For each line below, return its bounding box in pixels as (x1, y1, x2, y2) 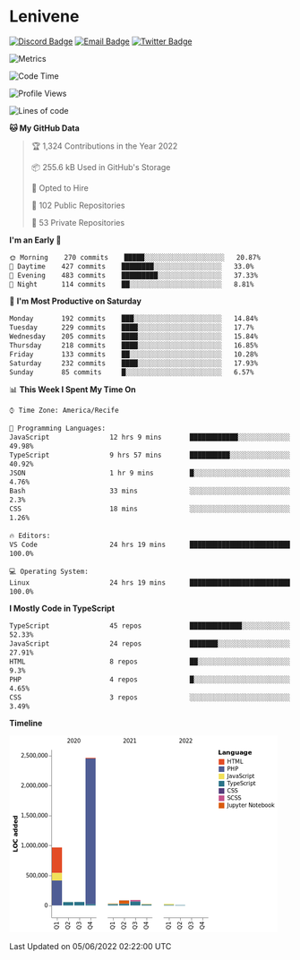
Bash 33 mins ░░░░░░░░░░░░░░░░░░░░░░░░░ (9, 486, 291, 495)
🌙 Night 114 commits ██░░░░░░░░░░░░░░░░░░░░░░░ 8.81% (9, 279, 254, 288)
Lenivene (9, 6, 80, 27)
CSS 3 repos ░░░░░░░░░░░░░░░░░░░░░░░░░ (9, 692, 291, 702)
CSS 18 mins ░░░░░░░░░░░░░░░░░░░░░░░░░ (9, 504, 291, 513)
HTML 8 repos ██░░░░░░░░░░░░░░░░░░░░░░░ (9, 656, 291, 666)
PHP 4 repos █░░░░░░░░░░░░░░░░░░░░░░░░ (9, 674, 291, 684)
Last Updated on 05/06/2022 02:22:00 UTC (9, 940, 172, 951)
